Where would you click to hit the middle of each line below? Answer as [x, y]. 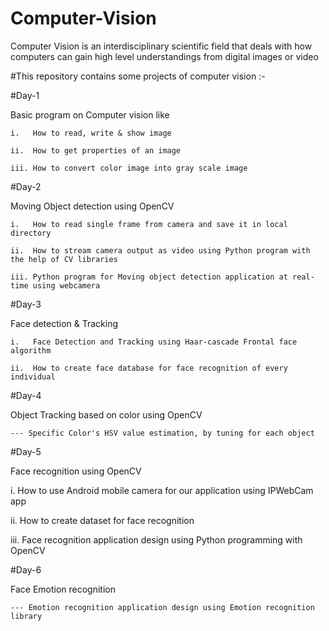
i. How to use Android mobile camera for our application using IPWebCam [162, 490]
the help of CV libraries [64, 259]
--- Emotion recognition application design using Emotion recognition [162, 607]
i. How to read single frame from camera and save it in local [149, 224]
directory [31, 233]
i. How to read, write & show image [91, 133]
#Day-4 [26, 395]
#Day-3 [26, 304]
